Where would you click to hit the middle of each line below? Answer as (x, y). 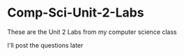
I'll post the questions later (45, 45)
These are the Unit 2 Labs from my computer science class (92, 32)
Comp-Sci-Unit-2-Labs (76, 13)
